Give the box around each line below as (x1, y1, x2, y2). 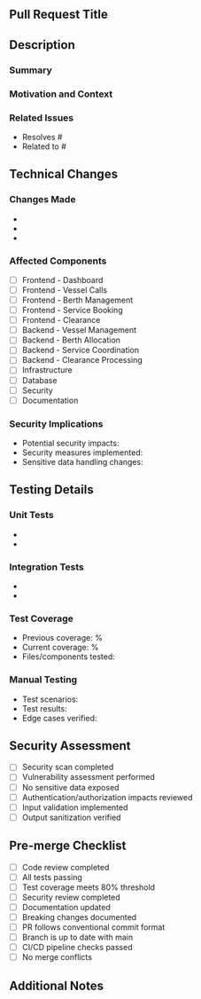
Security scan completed (21, 762, 114, 773)
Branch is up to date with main (21, 932, 134, 943)
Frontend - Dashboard (21, 274, 104, 285)
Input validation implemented (21, 802, 128, 813)
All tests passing (21, 871, 82, 882)
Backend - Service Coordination (21, 345, 140, 356)
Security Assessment (9, 738, 131, 753)
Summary (9, 64, 53, 76)
